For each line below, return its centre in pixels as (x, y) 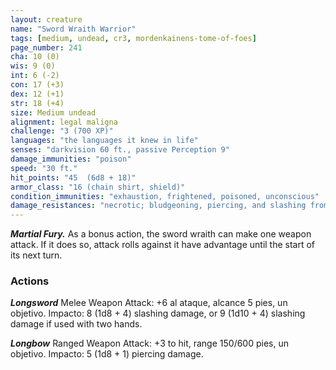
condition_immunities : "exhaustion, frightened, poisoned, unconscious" (165, 196)
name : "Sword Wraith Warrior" (73, 29)
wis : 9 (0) (33, 66)
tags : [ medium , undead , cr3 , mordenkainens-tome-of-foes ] (133, 38)
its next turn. (36, 255)
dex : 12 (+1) (37, 94)
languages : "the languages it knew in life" (104, 141)
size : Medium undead (53, 112)
